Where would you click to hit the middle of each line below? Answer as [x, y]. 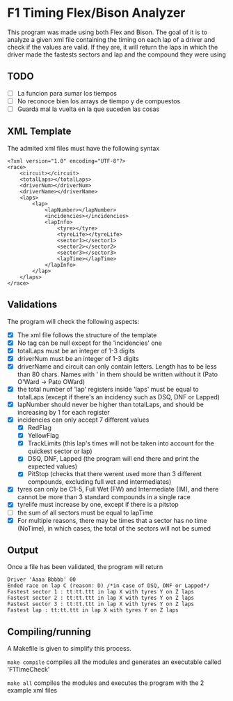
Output [23, 551]
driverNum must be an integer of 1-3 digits [78, 358]
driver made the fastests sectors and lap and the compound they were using [116, 54]
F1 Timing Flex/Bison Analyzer [96, 13]
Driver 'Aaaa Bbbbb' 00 [42, 580]
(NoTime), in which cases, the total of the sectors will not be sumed [114, 528]
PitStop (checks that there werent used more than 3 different [115, 474]
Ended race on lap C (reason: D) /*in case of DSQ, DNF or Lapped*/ [109, 586]
